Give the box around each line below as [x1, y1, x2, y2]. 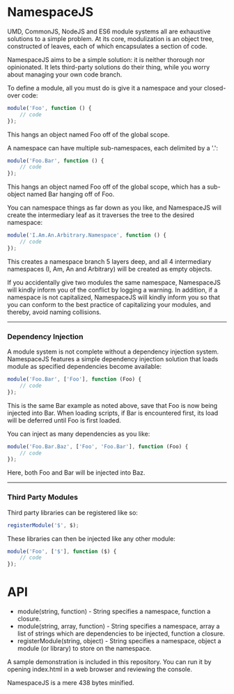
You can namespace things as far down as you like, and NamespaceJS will [7, 203, 221, 212]
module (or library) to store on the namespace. [17, 645, 152, 653]
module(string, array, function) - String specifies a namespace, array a [17, 622, 220, 631]
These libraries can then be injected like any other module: [7, 534, 175, 543]
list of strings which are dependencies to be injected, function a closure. [17, 629, 225, 638]
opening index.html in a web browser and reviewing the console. [7, 665, 193, 674]
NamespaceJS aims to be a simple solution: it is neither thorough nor [7, 55, 205, 63]
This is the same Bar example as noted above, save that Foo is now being [7, 401, 218, 409]
